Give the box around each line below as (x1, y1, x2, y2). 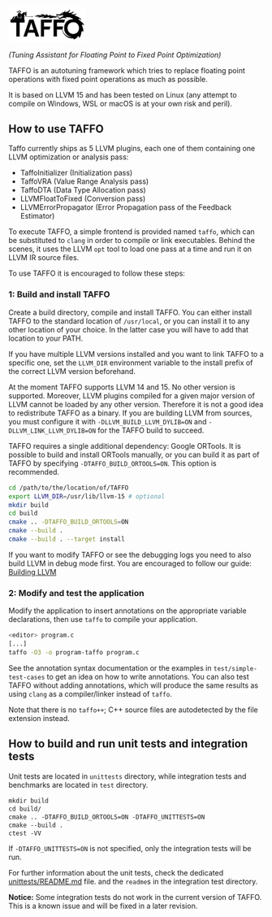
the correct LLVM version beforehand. (8, 366, 136, 376)
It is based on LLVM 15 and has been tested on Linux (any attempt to (8, 89, 237, 99)
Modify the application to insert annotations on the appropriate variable (8, 606, 247, 615)
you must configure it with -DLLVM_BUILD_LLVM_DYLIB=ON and (8, 416, 207, 426)
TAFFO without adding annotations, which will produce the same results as (8, 680, 258, 690)
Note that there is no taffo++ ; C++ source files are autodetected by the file (8, 705, 258, 715)
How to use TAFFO (8, 122, 104, 136)
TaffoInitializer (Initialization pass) (19, 168, 133, 178)
